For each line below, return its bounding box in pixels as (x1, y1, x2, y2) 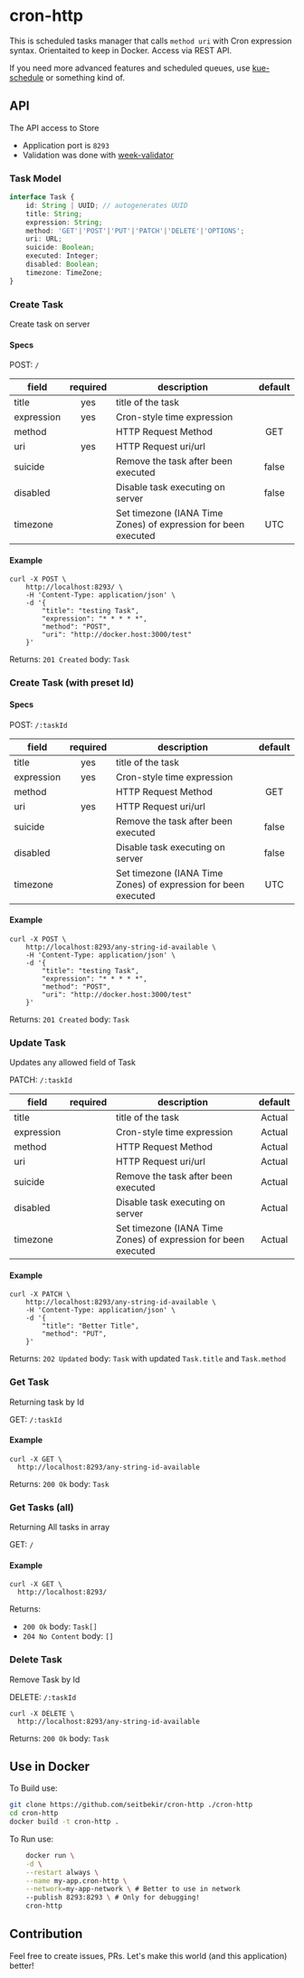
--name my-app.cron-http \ (25, 1876, 128, 1886)
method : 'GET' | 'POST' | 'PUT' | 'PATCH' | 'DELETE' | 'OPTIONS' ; (25, 226, 245, 235)
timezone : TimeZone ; (25, 268, 103, 277)
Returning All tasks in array (9, 1521, 110, 1532)
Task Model (9, 172, 62, 185)
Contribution (9, 1926, 83, 1942)
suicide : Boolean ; (25, 243, 95, 252)
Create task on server (9, 318, 90, 329)
